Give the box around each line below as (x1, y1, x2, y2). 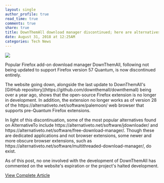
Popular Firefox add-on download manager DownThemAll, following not (5, 62, 149, 68)
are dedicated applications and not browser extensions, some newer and (5, 133, 152, 138)
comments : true (5, 21, 36, 26)
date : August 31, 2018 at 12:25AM (5, 35, 76, 40)
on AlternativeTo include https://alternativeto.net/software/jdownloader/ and (5, 122, 158, 128)
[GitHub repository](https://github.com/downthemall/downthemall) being (5, 87, 151, 92)
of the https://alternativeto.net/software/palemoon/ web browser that (5, 102, 144, 108)
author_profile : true (5, 12, 49, 17)
